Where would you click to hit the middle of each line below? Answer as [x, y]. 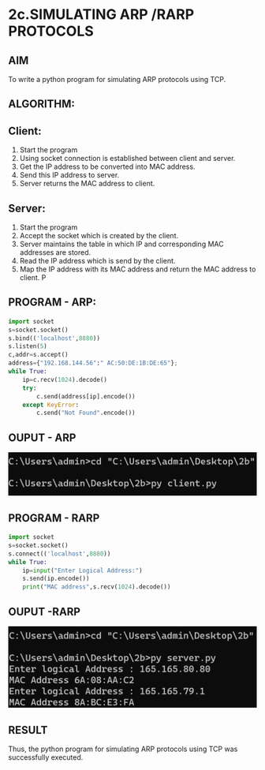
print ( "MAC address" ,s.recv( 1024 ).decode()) [97, 587]
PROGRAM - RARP [54, 518]
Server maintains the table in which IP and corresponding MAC [121, 244]
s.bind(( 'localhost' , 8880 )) [54, 338]
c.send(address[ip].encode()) [86, 396]
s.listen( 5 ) [28, 346]
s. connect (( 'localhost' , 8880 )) [60, 554]
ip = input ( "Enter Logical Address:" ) [83, 570]
